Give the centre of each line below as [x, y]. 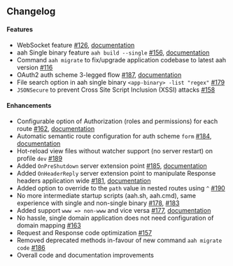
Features [20, 29]
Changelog [31, 12]
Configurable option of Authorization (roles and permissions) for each [117, 121]
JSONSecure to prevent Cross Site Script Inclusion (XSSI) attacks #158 [116, 90]
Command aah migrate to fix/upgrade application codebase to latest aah [121, 59]
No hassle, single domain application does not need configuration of [115, 218]
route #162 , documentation [56, 128]
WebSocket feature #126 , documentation [76, 45]
